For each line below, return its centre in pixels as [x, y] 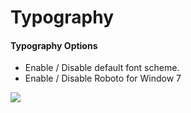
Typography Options [54, 45]
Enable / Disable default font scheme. [102, 68]
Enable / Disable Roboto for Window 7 [103, 78]
